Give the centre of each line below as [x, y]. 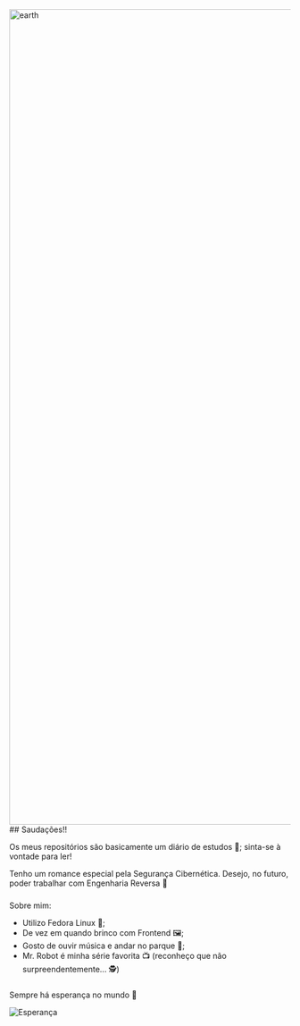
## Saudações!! [38, 829]
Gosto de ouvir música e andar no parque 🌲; [104, 946]
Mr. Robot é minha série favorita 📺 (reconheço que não [125, 955]
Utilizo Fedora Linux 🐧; [63, 922]
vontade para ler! [41, 856]
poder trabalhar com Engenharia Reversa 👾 [88, 883]
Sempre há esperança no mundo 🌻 [73, 995]
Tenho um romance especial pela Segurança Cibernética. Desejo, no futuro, [149, 874]
